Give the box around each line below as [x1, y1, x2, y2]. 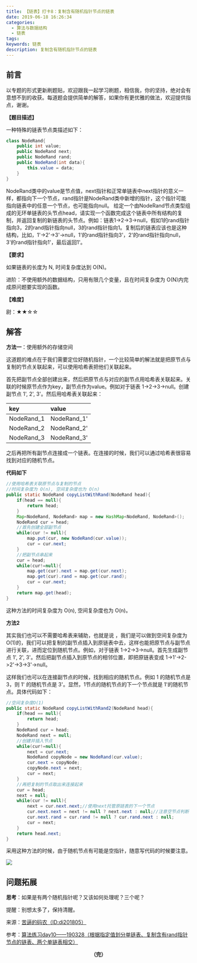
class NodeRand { [6, 138, 46, 144]
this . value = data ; [27, 165, 75, 171]
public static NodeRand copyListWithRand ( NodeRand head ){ [6, 492, 151, 498]
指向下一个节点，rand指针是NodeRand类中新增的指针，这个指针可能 [21, 195, 186, 202]
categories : [6, 19, 35, 25]
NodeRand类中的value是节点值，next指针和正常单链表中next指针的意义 [6, 187, 179, 194]
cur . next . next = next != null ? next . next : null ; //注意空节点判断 [27, 809, 189, 815]
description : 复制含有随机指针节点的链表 [6, 47, 97, 53]
